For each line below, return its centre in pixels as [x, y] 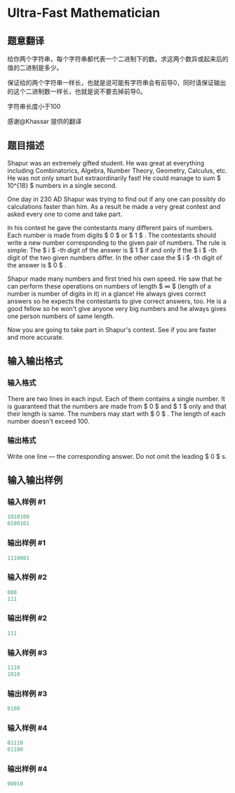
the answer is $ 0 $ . [37, 265]
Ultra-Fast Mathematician [84, 13]
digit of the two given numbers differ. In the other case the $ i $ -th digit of [115, 258]
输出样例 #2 [27, 618]
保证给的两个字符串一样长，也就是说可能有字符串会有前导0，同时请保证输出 [117, 83]
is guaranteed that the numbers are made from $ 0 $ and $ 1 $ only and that [117, 406]
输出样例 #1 [26, 543]
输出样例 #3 [27, 693]
